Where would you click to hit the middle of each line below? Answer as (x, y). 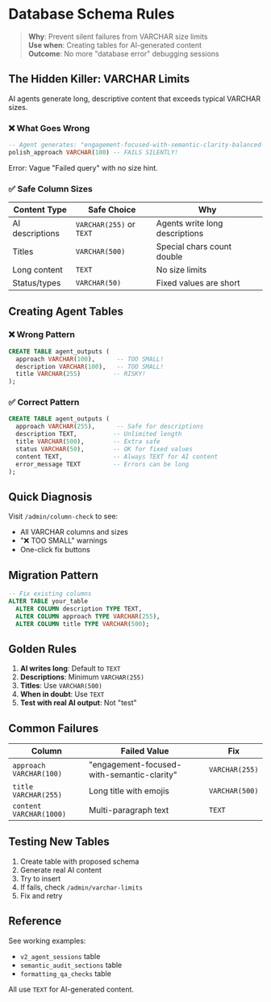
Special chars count (194, 247)
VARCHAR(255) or (105, 225)
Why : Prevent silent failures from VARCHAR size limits (118, 36)
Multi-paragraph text (129, 810)
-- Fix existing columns (50, 594)
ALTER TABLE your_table (48, 601)
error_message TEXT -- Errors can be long (102, 464)
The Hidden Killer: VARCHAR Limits (99, 79)
